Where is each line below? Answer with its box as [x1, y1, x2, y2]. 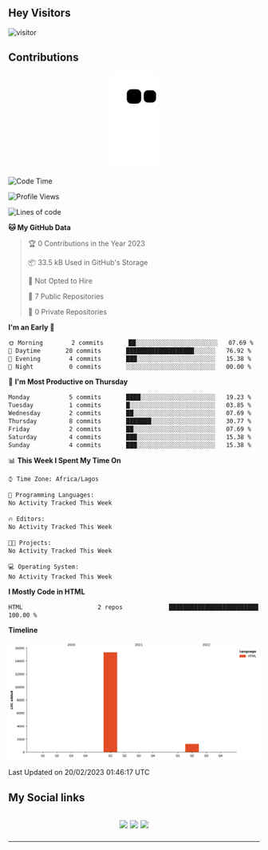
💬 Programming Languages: [8, 491, 94, 499]
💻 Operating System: [8, 563, 80, 571]
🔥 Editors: [8, 515, 45, 523]
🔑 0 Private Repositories [27, 306, 108, 316]
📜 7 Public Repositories [27, 291, 104, 301]
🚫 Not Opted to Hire [27, 275, 93, 286]
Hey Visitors [8, 6, 71, 20]
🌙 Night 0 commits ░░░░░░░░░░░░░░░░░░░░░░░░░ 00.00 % [8, 362, 251, 370]
